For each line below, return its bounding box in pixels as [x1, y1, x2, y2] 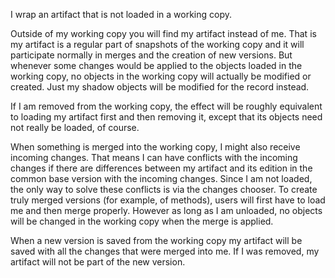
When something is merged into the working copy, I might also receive [10, 141, 301, 153]
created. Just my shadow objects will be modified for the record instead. [10, 81, 310, 93]
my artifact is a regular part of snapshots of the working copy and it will [10, 39, 305, 50]
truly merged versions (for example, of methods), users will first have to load [10, 194, 326, 206]
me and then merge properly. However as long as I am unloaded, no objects [10, 205, 323, 216]
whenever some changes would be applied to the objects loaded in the [10, 60, 303, 71]
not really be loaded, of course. [10, 122, 140, 133]
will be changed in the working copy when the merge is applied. [10, 215, 274, 227]
